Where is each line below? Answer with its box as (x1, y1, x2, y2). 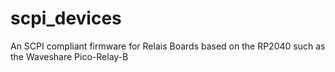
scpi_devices (10, 7, 122, 30)
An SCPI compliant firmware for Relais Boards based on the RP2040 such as (10, 40, 326, 52)
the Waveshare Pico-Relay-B (10, 50, 129, 62)
